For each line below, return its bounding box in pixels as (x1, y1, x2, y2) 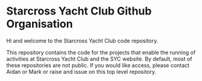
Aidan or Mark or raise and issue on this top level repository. (6, 68, 157, 75)
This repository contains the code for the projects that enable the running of (6, 48, 196, 56)
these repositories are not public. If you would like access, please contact (6, 62, 190, 69)
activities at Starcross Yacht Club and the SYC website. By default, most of (6, 55, 192, 62)
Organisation (6, 17, 73, 31)
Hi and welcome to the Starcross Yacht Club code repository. (6, 37, 158, 44)
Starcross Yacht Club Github (6, 4, 152, 18)
